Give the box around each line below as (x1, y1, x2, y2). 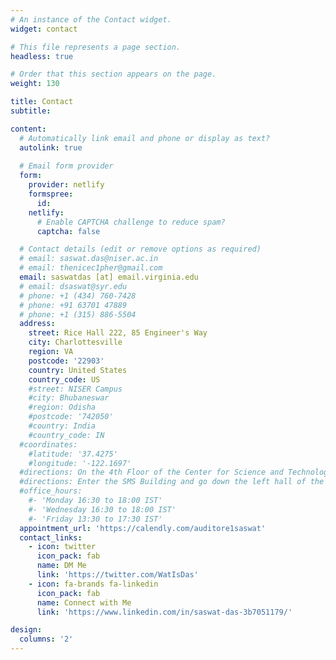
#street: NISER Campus (28, 384, 123, 394)
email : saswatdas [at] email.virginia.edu (19, 272, 199, 282)
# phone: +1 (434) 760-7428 (19, 291, 137, 301)
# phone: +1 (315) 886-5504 (19, 309, 137, 320)
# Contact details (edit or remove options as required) (19, 244, 262, 255)
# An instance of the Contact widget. (10, 14, 172, 25)
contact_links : (19, 532, 83, 543)
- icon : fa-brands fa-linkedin (28, 579, 159, 589)
